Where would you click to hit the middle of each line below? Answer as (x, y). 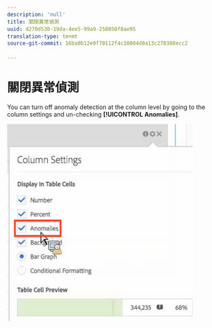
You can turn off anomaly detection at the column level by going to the (106, 107)
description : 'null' (37, 14)
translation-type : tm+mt (42, 36)
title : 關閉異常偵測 (33, 22)
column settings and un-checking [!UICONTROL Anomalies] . (93, 114)
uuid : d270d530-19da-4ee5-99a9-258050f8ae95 (71, 29)
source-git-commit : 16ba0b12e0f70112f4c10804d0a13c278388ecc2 (97, 44)
